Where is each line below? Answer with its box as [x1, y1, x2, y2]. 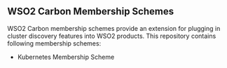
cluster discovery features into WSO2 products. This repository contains [7, 32, 216, 40]
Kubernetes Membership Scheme [17, 53, 115, 61]
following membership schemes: [7, 39, 102, 48]
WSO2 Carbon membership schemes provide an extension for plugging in [7, 24, 221, 32]
